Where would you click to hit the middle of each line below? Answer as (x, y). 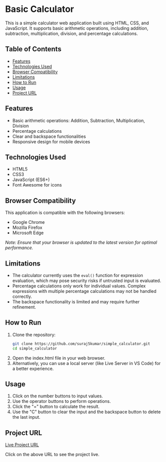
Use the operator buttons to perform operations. (62, 401)
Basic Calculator (40, 9)
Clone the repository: (34, 335)
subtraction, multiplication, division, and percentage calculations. (72, 33)
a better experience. (33, 369)
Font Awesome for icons (37, 185)
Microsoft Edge (28, 233)
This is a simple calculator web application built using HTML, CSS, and (77, 23)
